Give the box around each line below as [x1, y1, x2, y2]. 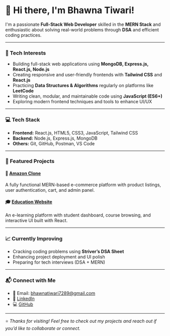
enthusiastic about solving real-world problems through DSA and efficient [5, 26, 159, 32]
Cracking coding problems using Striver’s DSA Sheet [12, 248, 124, 255]
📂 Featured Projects [5, 158, 55, 165]
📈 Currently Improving [5, 235, 63, 242]
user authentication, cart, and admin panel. [5, 187, 95, 193]
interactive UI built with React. [5, 217, 68, 223]
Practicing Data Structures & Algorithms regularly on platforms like [12, 82, 154, 89]
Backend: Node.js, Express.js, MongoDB [12, 135, 98, 141]
